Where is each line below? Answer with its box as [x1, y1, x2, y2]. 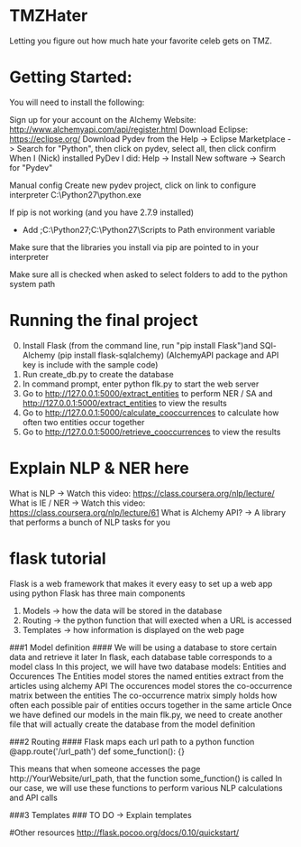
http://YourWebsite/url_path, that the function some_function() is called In [9, 773, 282, 784]
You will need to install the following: [9, 97, 145, 107]
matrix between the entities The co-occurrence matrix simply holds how [9, 690, 278, 701]
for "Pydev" [9, 162, 53, 172]
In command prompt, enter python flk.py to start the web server [22, 378, 260, 389]
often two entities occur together [22, 416, 145, 427]
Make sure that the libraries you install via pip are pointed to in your [9, 241, 260, 253]
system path [9, 278, 56, 289]
